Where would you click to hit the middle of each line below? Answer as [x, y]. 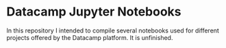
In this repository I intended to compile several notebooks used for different [113, 30]
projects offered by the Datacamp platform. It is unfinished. [90, 37]
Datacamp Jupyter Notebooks [94, 12]
